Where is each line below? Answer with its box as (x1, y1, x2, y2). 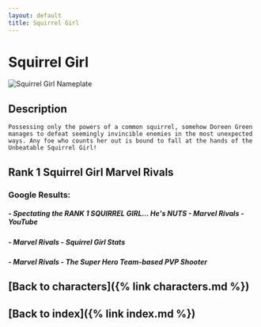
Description (8, 102, 67, 116)
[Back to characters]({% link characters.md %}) (8, 280, 250, 294)
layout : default (8, 11, 62, 20)
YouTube (8, 217, 38, 226)
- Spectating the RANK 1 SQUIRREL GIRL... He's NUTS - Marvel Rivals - (8, 209, 244, 219)
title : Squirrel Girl (8, 19, 80, 27)
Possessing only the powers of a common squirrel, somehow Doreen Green (8, 124, 253, 131)
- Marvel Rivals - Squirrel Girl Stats (8, 237, 126, 246)
